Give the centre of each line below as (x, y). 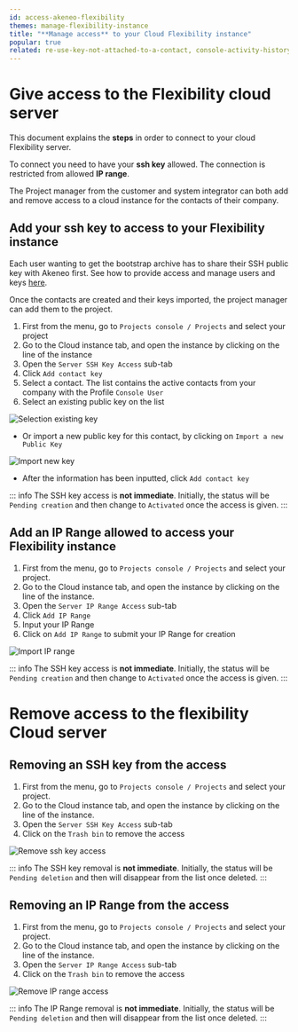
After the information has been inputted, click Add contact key (136, 478)
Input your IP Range (58, 624)
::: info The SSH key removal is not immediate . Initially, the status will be (141, 868)
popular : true (35, 42)
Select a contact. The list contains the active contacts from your (139, 382)
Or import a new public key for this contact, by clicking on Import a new (153, 436)
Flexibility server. (40, 147)
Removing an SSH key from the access (118, 765)
